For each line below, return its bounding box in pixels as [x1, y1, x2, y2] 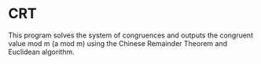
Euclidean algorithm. [8, 47, 75, 56]
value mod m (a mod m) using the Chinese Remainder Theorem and [8, 38, 228, 48]
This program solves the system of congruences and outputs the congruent [8, 30, 254, 40]
